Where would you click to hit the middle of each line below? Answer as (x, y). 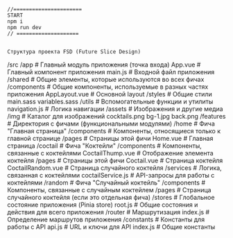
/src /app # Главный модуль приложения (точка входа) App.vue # (104, 65)
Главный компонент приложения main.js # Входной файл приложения (111, 72)
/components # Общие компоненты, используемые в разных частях (108, 87)
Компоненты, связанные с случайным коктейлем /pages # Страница (109, 190)
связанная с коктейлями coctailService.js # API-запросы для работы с (111, 175)
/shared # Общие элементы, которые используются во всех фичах (106, 79)
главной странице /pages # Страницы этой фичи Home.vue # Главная (110, 138)
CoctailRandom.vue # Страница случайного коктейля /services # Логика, (114, 168)
